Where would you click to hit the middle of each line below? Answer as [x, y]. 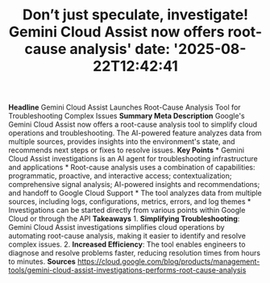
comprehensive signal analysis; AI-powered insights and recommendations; [134, 185]
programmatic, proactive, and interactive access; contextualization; [120, 176]
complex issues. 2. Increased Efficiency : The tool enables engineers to [127, 244]
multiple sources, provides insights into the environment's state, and [122, 142]
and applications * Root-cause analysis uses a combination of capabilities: [132, 168]
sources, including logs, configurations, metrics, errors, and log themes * [130, 202]
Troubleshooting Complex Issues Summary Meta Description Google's [127, 116]
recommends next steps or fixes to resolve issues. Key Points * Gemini [126, 150]
